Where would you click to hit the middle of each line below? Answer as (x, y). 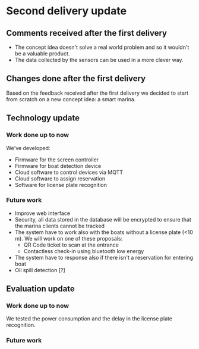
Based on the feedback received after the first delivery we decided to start (97, 93)
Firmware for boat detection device (58, 166)
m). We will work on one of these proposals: (69, 238)
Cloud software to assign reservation (60, 178)
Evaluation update (41, 289)
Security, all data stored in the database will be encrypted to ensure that (103, 219)
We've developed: (28, 148)
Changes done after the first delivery (76, 79)
